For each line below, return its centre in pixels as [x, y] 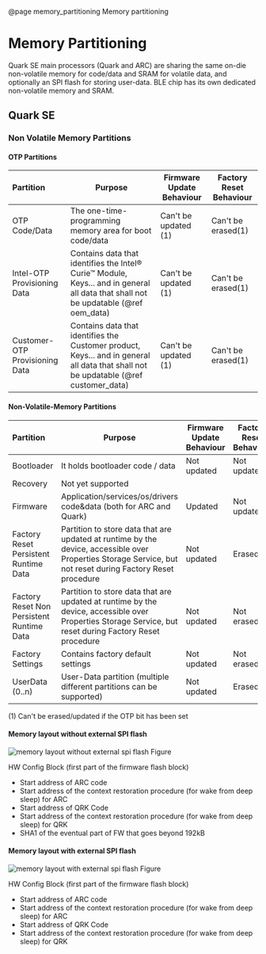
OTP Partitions [33, 157]
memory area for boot [111, 231]
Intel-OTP [31, 273]
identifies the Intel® [106, 263]
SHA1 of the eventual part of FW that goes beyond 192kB [112, 833]
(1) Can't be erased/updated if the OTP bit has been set [98, 715]
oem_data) [90, 313]
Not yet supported [95, 483]
